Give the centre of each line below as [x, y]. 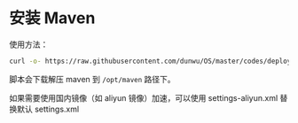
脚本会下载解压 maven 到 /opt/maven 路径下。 [92, 79]
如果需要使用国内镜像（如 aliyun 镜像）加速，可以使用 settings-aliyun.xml [144, 97]
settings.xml [57, 109]
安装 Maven [52, 18]
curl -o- [25, 61]
